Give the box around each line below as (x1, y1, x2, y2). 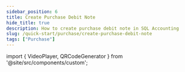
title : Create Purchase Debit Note (6, 14, 96, 20)
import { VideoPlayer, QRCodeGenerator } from (6, 53, 123, 60)
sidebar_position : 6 (6, 8, 58, 15)
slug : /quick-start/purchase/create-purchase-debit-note (6, 31, 152, 37)
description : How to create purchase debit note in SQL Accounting (6, 25, 180, 32)
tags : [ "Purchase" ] (6, 36, 55, 42)
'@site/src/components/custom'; (6, 59, 89, 66)
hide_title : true (6, 20, 50, 26)
